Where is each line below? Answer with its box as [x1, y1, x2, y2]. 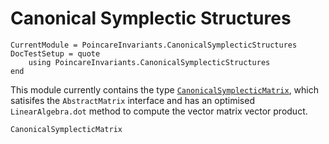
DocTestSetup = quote [10, 48, 101, 59]
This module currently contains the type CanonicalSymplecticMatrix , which [10, 83, 319, 96]
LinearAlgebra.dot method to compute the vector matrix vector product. [10, 105, 308, 117]
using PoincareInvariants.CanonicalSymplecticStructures [28, 57, 271, 67]
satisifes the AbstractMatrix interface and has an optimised [10, 94, 255, 106]
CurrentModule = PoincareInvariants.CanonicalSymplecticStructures [10, 40, 298, 50]
